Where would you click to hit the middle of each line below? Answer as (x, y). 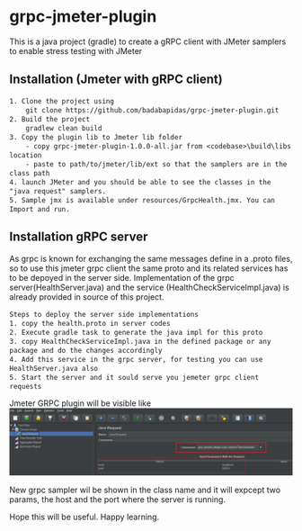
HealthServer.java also (54, 368)
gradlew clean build (64, 128)
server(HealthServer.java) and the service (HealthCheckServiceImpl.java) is (149, 287)
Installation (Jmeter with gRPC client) (116, 80)
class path (30, 173)
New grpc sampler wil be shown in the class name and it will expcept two (145, 490)
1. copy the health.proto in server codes (90, 323)
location (26, 155)
